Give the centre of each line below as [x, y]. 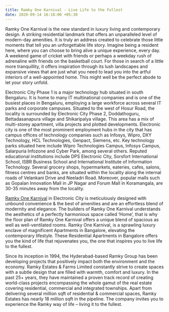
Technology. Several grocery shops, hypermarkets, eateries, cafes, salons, [83, 167]
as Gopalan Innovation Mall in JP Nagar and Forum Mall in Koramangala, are [84, 183]
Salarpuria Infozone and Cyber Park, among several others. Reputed [76, 151]
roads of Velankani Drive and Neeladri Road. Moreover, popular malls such [82, 178]
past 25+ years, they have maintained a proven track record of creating [79, 277]
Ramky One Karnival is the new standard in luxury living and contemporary [83, 29]
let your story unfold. [27, 82]
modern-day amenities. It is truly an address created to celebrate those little [84, 40]
